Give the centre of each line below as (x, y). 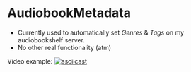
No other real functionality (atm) (64, 47)
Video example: (30, 61)
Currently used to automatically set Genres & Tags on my (101, 32)
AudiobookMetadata (69, 13)
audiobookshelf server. (51, 40)
